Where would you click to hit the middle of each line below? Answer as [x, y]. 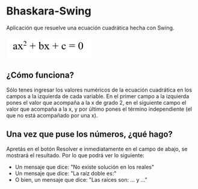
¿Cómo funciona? [40, 76]
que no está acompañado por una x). [52, 115]
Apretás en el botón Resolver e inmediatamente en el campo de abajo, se [97, 149]
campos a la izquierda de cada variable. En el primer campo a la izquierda [98, 96]
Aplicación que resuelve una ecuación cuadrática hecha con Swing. [90, 28]
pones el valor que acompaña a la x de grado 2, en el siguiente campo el [96, 102]
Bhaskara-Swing [49, 11]
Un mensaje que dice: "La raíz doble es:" [66, 173]
